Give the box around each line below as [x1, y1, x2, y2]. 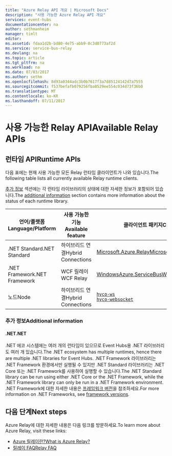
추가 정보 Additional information [5, 317, 83, 325]
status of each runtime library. [5, 198, 69, 204]
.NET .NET [5, 330, 27, 336]
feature [67, 232, 85, 239]
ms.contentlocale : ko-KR [5, 93, 58, 99]
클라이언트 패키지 [123, 221, 163, 229]
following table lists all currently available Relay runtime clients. [5, 175, 138, 181]
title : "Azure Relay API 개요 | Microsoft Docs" [5, 7, 109, 13]
